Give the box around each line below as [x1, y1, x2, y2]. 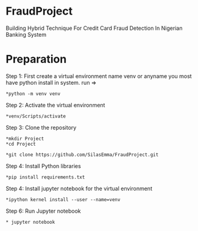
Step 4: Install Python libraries [5, 162, 82, 169]
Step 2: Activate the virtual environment [5, 101, 105, 108]
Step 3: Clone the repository [5, 124, 77, 131]
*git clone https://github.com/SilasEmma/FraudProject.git [5, 151, 159, 158]
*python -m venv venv [5, 90, 61, 97]
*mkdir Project [5, 135, 44, 141]
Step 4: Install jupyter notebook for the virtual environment [5, 185, 153, 192]
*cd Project [5, 141, 36, 147]
